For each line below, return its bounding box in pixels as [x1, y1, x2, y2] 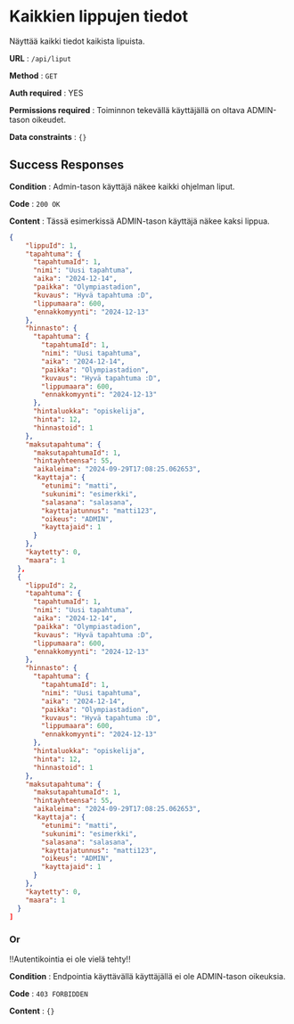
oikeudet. [31, 114, 67, 125]
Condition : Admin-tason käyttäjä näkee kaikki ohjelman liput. [9, 181, 235, 192]
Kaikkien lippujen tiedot [9, 6, 189, 27]
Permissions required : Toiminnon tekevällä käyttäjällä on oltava [9, 104, 245, 115]
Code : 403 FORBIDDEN [9, 987, 89, 999]
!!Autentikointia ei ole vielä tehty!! [9, 954, 131, 964]
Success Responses [9, 158, 125, 173]
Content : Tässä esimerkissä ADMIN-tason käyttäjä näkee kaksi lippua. [9, 216, 270, 226]
